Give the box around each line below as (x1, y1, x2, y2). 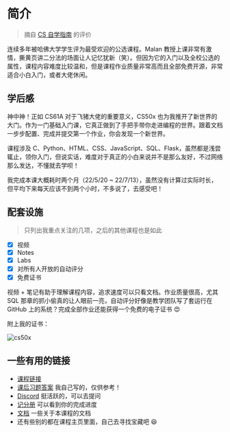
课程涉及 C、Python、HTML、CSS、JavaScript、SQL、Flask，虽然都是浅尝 (7, 144, 221, 152)
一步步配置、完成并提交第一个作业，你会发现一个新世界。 (7, 129, 169, 137)
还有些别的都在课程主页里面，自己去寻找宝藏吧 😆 (16, 417, 157, 426)
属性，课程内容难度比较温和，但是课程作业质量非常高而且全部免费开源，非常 (7, 62, 223, 70)
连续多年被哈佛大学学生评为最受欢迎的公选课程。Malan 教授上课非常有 (7, 45, 206, 53)
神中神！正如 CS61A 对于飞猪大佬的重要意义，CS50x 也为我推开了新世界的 (7, 112, 218, 120)
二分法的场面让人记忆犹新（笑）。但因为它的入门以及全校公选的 (42, 53, 220, 62)
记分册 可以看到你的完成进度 (16, 400, 97, 409)
